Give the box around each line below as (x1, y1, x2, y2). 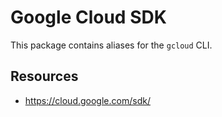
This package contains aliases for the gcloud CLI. (10, 39, 213, 51)
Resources (10, 68, 79, 85)
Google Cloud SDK (10, 6, 167, 29)
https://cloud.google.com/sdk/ (24, 94, 151, 106)
